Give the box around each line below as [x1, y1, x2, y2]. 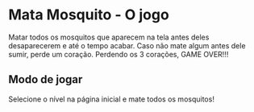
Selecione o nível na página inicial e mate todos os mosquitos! [8, 94, 215, 104]
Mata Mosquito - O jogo [8, 6, 169, 24]
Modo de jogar [8, 73, 83, 86]
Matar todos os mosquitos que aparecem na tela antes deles [8, 32, 210, 42]
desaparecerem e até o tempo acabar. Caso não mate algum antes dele [8, 40, 246, 50]
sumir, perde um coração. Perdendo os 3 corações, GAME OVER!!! [8, 49, 229, 59]
